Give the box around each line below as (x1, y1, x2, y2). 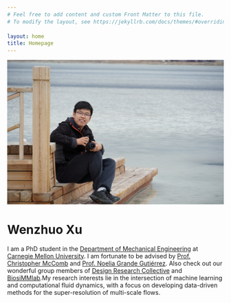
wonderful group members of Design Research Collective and (7, 266, 182, 274)
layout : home (7, 33, 45, 40)
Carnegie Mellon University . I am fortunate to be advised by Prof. (7, 252, 191, 260)
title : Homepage (7, 40, 54, 47)
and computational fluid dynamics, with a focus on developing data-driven (7, 281, 218, 289)
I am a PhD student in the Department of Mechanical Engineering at (7, 244, 199, 253)
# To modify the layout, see (7, 18, 91, 25)
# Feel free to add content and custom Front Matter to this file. (7, 11, 205, 18)
